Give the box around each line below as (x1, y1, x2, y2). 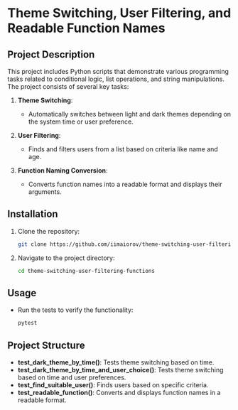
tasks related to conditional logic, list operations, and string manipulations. (7, 75, 225, 83)
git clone (17, 240, 48, 248)
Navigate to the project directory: (17, 254, 115, 262)
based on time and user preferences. (17, 373, 126, 382)
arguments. (28, 188, 62, 196)
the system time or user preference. (28, 117, 134, 126)
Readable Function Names (7, 20, 166, 36)
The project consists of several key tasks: (7, 82, 129, 90)
